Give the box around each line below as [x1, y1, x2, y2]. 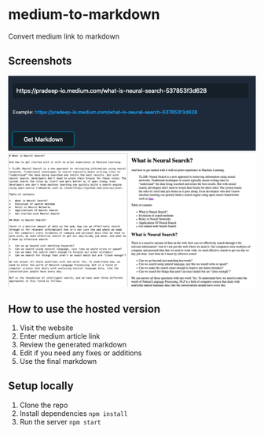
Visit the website [19, 323, 74, 332]
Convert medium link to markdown [8, 32, 120, 41]
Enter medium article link [19, 331, 101, 340]
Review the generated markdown [19, 339, 127, 349]
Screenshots [8, 54, 72, 68]
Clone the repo [19, 400, 68, 410]
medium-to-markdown [8, 6, 160, 24]
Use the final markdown [19, 356, 97, 365]
